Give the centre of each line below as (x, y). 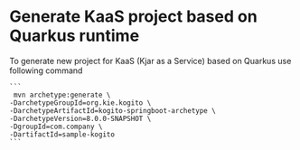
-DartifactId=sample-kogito (62, 134)
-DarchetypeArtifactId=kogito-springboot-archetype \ (113, 110)
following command (46, 70)
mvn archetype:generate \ (62, 95)
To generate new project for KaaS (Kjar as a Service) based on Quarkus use (150, 61)
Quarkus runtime (75, 36)
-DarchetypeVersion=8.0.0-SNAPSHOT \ (80, 118)
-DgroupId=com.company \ (56, 127)
